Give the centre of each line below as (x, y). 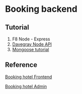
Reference (21, 65)
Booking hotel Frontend (29, 77)
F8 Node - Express (31, 39)
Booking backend (41, 9)
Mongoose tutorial (31, 49)
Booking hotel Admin (26, 86)
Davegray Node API (32, 44)
